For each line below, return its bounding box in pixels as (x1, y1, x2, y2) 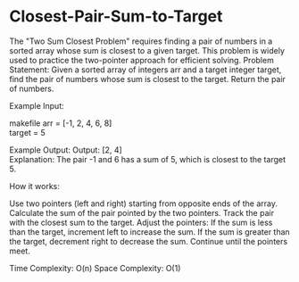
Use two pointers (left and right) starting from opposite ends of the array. (9, 198, 278, 209)
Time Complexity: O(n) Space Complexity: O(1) (9, 262, 181, 273)
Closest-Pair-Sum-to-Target (9, 6, 223, 27)
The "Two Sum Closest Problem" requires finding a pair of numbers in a (9, 36, 273, 46)
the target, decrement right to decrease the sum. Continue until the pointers (9, 236, 288, 246)
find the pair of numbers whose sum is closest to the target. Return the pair (9, 73, 286, 84)
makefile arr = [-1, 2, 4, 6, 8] (9, 118, 112, 129)
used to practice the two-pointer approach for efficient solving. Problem (9, 54, 274, 65)
